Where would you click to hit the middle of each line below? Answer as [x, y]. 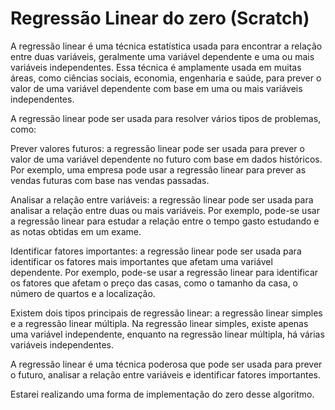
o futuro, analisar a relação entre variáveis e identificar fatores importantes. [165, 374]
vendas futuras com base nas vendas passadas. [110, 180]
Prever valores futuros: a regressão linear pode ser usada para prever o [157, 148]
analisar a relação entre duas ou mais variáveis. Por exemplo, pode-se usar [165, 210]
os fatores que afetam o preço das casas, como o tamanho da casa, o [154, 283]
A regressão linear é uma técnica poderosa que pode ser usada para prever [166, 364]
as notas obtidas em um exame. [76, 231]
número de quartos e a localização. [83, 293]
